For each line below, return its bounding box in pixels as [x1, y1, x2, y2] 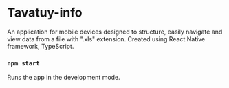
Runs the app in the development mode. [7, 74, 120, 82]
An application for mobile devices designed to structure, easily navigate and [7, 27, 223, 36]
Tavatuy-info [7, 5, 83, 21]
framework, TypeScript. [7, 42, 74, 50]
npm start [7, 59, 40, 67]
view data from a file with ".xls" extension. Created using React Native [7, 34, 206, 43]
